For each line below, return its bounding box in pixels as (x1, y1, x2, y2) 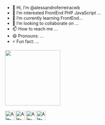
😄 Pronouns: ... (12, 33, 44, 39)
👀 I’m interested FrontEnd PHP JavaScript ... (12, 10, 102, 16)
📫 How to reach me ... (12, 26, 58, 31)
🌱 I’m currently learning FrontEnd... (12, 15, 83, 21)
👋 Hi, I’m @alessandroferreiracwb (12, 5, 80, 10)
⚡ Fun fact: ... (12, 38, 39, 44)
